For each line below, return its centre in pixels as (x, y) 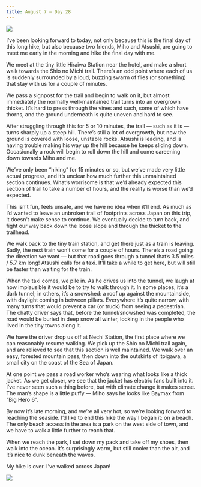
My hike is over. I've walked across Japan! (58, 466)
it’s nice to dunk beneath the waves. (51, 455)
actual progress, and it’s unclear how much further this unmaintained (91, 176)
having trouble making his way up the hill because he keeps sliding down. (97, 145)
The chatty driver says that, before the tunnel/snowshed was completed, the (101, 312)
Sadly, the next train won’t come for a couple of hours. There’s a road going (100, 250)
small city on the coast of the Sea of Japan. (60, 362)
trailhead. (18, 232)
